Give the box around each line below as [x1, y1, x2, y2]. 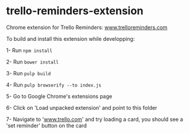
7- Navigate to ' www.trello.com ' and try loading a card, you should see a [6, 116, 184, 123]
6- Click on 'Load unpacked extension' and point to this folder [6, 104, 158, 111]
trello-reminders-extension [6, 4, 144, 18]
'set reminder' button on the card [6, 122, 87, 129]
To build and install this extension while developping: [6, 35, 135, 42]
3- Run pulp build [6, 69, 52, 76]
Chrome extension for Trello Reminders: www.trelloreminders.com [6, 24, 168, 31]
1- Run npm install [6, 46, 53, 54]
